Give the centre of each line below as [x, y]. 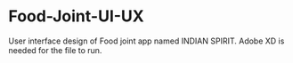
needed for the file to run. [55, 50]
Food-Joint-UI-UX [76, 16]
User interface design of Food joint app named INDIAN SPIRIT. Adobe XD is [146, 41]
